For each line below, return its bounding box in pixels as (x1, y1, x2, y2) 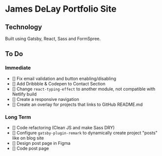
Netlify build (12, 91, 37, 97)
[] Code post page (12, 145, 49, 151)
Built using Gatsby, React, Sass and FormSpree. (5, 36, 101, 41)
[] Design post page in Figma (12, 140, 71, 146)
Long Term (5, 114, 31, 120)
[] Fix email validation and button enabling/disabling (12, 76, 116, 81)
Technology (5, 23, 42, 31)
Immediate (5, 64, 31, 71)
